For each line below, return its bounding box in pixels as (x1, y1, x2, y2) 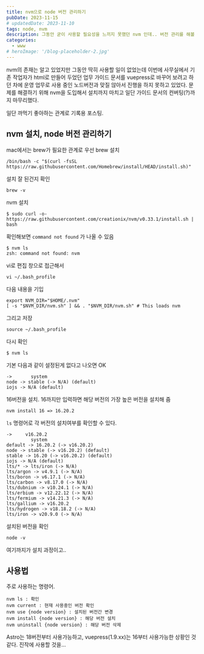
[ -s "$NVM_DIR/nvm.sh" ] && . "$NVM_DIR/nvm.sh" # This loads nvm (6, 302, 181, 309)
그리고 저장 (6, 314, 33, 321)
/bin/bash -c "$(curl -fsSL (6, 158, 78, 164)
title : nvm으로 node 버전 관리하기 (6, 9, 86, 15)
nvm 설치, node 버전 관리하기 (6, 129, 112, 139)
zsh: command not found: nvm (6, 250, 80, 256)
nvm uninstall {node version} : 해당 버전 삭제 (6, 622, 121, 628)
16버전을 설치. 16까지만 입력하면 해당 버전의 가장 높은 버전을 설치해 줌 (6, 395, 171, 403)
